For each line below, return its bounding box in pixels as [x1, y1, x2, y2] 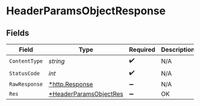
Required [129, 46, 156, 54]
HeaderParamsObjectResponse [6, 4, 166, 18]
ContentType [9, 58, 43, 64]
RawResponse [9, 81, 43, 88]
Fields [6, 28, 30, 38]
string [48, 57, 65, 65]
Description [161, 46, 195, 54]
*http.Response [48, 80, 93, 88]
